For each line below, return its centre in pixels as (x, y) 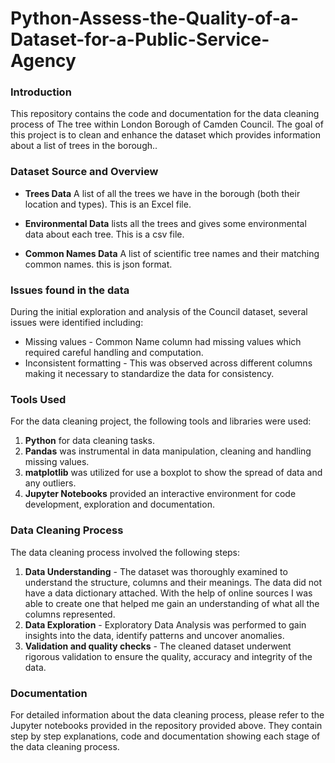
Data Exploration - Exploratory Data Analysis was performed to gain (165, 624)
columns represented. (70, 614)
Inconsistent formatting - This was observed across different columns (168, 363)
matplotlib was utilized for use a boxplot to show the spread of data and (173, 473)
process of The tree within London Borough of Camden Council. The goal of (167, 124)
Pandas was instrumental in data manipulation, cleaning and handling (168, 451)
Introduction (41, 92)
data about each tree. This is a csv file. (104, 234)
